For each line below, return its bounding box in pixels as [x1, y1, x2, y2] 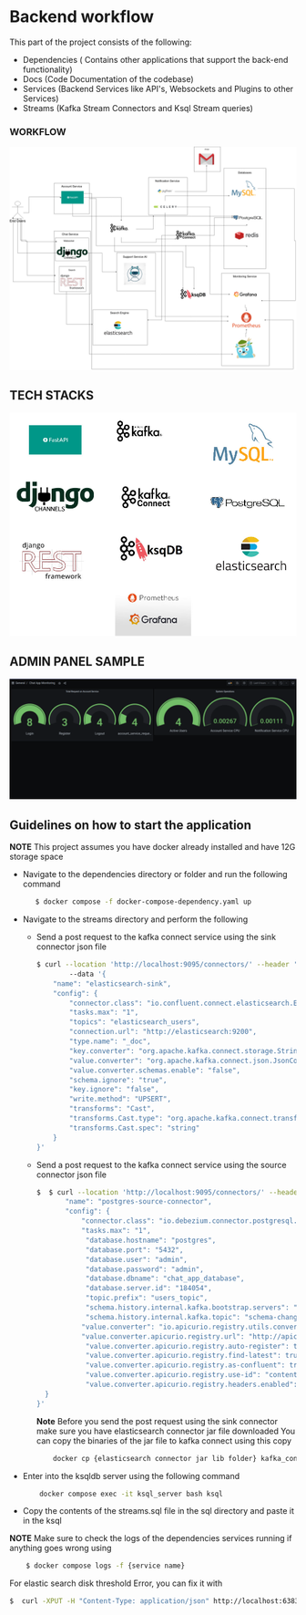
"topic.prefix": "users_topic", [85, 1293, 209, 1303]
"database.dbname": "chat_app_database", [85, 1274, 245, 1283]
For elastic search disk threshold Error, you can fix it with [9, 1578, 223, 1589]
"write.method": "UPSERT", [68, 1094, 171, 1104]
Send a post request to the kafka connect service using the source [36, 1159, 287, 1170]
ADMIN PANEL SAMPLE [9, 654, 146, 669]
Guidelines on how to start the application [9, 817, 252, 833]
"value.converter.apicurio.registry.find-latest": [85, 1351, 282, 1361]
